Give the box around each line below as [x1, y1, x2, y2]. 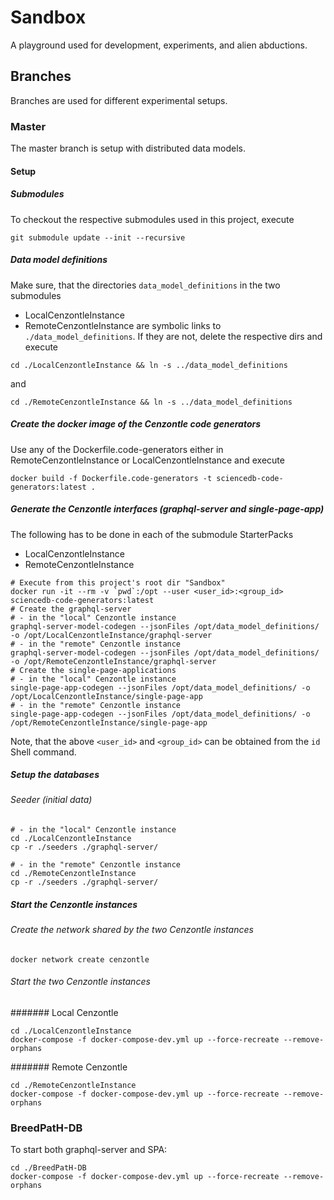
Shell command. [10, 746, 77, 758]
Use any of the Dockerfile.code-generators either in [10, 443, 224, 455]
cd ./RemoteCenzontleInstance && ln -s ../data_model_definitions [10, 397, 293, 407]
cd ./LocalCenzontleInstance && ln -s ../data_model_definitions [10, 360, 288, 370]
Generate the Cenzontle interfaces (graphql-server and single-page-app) [10, 503, 325, 515]
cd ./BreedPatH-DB [10, 1163, 87, 1173]
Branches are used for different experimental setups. [10, 94, 228, 106]
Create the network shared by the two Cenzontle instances [10, 924, 254, 936]
